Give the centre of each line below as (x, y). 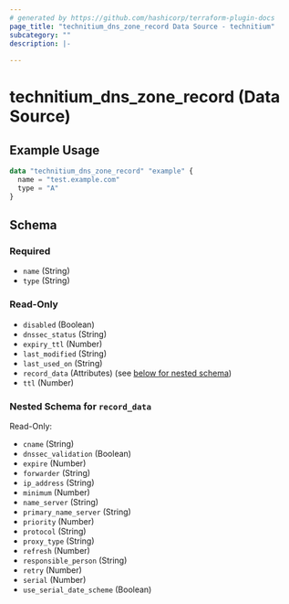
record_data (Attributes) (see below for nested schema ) (127, 373)
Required (30, 250)
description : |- (40, 43)
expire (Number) (54, 463)
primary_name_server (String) (77, 512)
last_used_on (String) (62, 363)
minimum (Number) (57, 492)
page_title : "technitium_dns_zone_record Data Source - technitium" (142, 26)
